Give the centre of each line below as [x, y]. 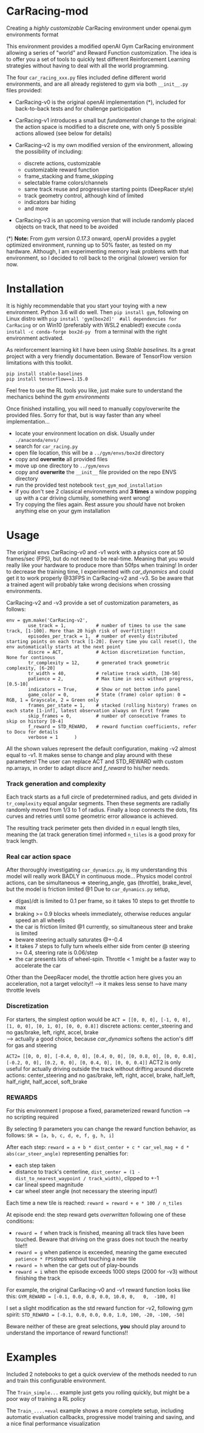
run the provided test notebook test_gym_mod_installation [89, 485]
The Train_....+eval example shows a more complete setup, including [95, 1411]
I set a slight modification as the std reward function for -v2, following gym [100, 1308]
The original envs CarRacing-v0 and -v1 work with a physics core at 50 [95, 552]
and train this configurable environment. [56, 1380]
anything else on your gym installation [63, 510]
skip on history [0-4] [35, 721]
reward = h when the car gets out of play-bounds [76, 1265]
